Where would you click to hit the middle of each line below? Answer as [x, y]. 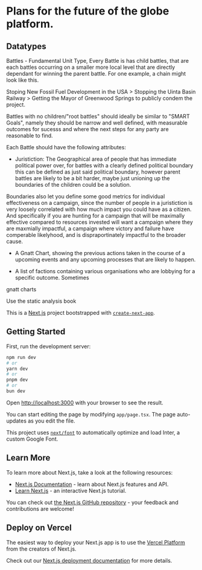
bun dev [16, 391]
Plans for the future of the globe [88, 11]
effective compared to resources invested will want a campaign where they [99, 222]
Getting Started [36, 332]
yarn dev [17, 369]
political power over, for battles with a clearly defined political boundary [104, 165]
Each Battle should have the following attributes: [66, 147]
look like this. [23, 80]
